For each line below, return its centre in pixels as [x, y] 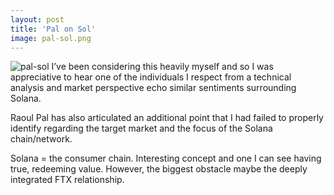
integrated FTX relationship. [67, 180]
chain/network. [41, 139]
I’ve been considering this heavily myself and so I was [162, 67]
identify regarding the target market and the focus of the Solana [141, 128]
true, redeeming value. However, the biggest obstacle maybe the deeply [159, 169]
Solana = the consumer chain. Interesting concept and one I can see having [166, 158]
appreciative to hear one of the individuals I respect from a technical [151, 77]
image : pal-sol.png [51, 38]
